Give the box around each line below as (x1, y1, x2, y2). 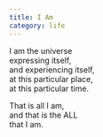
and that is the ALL (9, 110, 78, 120)
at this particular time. (9, 83, 90, 94)
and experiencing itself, (9, 64, 95, 75)
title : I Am (9, 12, 53, 22)
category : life (9, 21, 66, 30)
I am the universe (9, 45, 73, 56)
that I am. (9, 118, 44, 129)
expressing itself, (9, 55, 72, 65)
